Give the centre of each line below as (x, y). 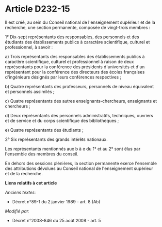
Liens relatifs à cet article (31, 183)
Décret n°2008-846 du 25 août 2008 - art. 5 (57, 220)
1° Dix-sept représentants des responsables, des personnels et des (72, 37)
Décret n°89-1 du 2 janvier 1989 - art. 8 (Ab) (56, 201)
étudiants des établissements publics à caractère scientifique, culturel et (78, 42)
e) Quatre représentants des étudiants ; (44, 130)
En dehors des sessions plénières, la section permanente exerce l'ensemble (81, 163)
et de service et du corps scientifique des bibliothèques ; (62, 121)
